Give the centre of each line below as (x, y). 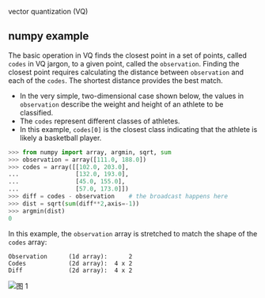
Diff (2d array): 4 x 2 (70, 270)
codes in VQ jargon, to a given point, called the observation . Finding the (124, 63)
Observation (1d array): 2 (70, 256)
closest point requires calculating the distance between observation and (126, 72)
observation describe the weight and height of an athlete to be (121, 104)
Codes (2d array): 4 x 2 (70, 263)
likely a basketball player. (61, 138)
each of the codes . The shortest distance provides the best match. (115, 80)
